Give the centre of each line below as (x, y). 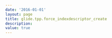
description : (19, 23)
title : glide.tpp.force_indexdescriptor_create (56, 19)
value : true (18, 28)
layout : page (19, 14)
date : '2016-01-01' (26, 10)
